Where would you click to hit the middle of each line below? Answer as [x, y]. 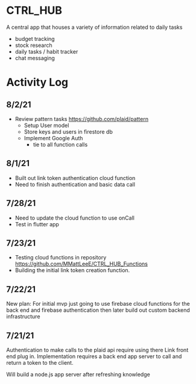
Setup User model [46, 125]
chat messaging [35, 58]
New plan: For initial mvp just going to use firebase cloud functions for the [98, 304]
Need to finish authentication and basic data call [75, 184]
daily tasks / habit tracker [46, 51]
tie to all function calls [60, 144]
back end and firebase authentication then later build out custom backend [98, 310]
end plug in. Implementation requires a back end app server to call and [94, 356]
